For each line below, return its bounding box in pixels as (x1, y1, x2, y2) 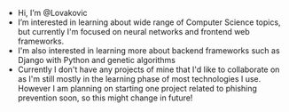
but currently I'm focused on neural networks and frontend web (17, 27, 250, 36)
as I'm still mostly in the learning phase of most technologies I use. (17, 74, 262, 84)
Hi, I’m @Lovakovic (17, 8, 88, 18)
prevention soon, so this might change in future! (17, 92, 193, 103)
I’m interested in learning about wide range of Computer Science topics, (17, 17, 281, 28)
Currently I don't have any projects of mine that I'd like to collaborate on (17, 64, 280, 75)
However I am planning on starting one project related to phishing (17, 84, 257, 93)
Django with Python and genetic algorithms (17, 55, 176, 65)
